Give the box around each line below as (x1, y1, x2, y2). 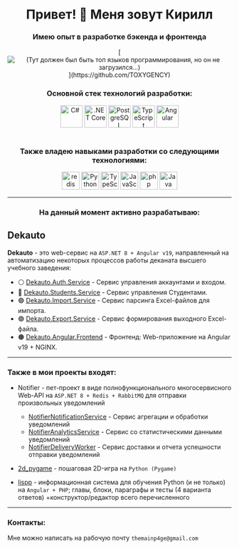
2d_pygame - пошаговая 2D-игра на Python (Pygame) (17, 464, 177, 473)
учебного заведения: (7, 263, 71, 272)
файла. (17, 324, 39, 333)
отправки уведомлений (28, 451, 100, 459)
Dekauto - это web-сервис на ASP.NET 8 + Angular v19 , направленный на (7, 248, 229, 257)
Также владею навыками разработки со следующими (20, 146, 219, 156)
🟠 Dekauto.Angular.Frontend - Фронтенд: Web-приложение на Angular (17, 332, 231, 341)
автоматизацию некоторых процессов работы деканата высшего (7, 256, 206, 265)
